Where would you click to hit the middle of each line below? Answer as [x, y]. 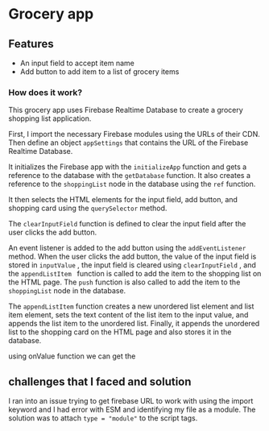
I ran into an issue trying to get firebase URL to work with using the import [131, 401]
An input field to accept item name [77, 63]
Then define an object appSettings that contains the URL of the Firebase [128, 143]
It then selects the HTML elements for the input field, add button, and [123, 200]
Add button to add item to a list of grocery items [99, 72]
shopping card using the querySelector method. [88, 208]
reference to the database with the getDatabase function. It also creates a [130, 176]
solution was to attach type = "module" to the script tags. [103, 418]
